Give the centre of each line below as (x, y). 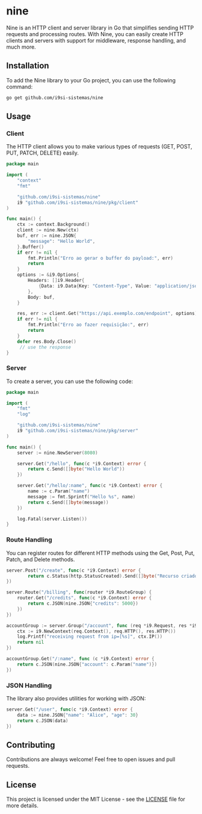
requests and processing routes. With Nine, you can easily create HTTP (95, 34)
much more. (21, 47)
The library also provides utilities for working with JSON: (76, 698)
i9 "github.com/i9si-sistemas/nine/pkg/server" (78, 431)
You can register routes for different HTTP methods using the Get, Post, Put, (101, 553)
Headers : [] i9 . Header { (56, 281)
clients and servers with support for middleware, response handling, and (96, 40)
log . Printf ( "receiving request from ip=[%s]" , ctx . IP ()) (90, 637)
